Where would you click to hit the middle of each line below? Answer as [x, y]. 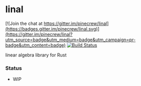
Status [14, 68]
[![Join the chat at [24, 23]
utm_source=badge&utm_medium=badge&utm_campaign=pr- [70, 40]
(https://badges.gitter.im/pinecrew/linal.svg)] [52, 28]
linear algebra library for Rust [36, 55]
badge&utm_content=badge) [36, 45]
